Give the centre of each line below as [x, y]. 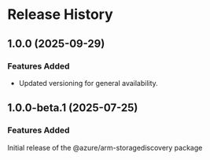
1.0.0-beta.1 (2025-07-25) [73, 108]
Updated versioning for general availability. [88, 83]
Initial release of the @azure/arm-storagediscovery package [105, 147]
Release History [60, 15]
